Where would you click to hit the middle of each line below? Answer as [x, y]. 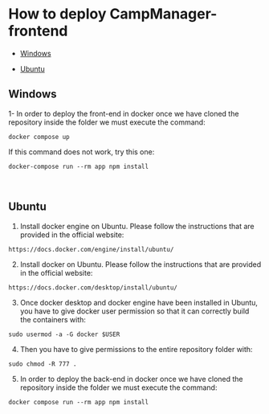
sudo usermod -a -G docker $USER [64, 334]
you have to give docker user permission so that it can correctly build [134, 311]
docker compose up [39, 137]
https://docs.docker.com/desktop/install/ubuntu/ [93, 287]
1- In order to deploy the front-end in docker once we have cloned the [124, 113]
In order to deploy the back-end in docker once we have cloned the [131, 379]
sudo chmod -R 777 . [43, 364]
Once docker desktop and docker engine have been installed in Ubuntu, [139, 302]
